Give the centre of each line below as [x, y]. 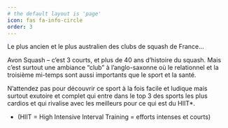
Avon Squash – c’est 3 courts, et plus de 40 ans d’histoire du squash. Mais [114, 60]
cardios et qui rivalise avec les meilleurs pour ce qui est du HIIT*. [101, 104]
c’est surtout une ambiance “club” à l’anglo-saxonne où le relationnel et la [113, 68]
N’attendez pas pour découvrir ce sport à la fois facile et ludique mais [107, 89]
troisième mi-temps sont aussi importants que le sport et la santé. [102, 75]
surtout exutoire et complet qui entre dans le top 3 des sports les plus [107, 96]
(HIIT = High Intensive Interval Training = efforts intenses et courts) [114, 117]
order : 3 [20, 27]
